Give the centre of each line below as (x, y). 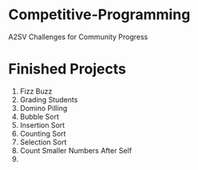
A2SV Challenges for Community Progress (78, 37)
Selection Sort (43, 142)
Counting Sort (43, 133)
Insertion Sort (42, 125)
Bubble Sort (40, 117)
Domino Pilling (44, 108)
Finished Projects (67, 69)
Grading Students (49, 99)
